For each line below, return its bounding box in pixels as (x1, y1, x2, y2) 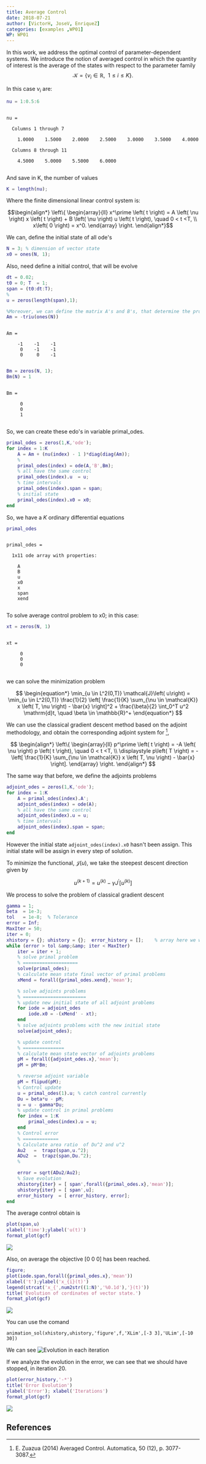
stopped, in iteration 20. (6, 1365, 67, 1372)
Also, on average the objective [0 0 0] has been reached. (6, 1255, 151, 1263)
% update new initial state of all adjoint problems (17, 999, 155, 1006)
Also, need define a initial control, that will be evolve (6, 262, 138, 270)
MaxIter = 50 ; (6, 925, 43, 932)
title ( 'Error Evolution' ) (6, 1382, 72, 1388)
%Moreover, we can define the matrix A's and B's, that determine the (6, 308, 191, 314)
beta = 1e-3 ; (6, 908, 43, 915)
